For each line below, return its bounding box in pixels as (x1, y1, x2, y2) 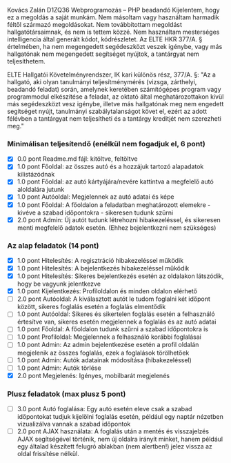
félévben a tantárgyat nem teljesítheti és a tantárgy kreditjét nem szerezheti (7, 115, 222, 123)
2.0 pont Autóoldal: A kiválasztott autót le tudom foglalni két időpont (17, 295, 210, 303)
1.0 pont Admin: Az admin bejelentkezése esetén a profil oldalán (17, 341, 199, 349)
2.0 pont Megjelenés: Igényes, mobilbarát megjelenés (17, 371, 170, 380)
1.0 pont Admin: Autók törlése (17, 364, 101, 372)
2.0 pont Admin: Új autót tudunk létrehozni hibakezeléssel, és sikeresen (17, 215, 221, 224)
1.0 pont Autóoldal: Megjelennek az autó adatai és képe (17, 193, 174, 201)
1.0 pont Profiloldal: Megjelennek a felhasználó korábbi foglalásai (17, 333, 201, 341)
